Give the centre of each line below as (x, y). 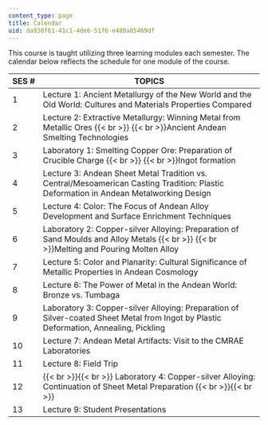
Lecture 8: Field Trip (80, 364)
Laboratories (67, 351)
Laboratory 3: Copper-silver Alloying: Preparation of (141, 308)
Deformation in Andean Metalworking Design (127, 194)
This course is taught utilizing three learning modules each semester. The (129, 53)
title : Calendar (35, 23)
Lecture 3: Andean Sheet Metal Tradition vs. (125, 174)
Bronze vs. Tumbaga (81, 295)
